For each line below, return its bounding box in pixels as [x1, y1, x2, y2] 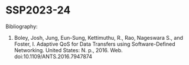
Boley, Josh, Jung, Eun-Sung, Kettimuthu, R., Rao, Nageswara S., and [14, 34, 184, 41]
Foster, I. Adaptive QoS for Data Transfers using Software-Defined [14, 40, 175, 47]
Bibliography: [5, 23, 38, 30]
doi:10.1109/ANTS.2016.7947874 [14, 53, 93, 60]
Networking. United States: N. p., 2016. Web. [14, 46, 123, 53]
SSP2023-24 [5, 4, 71, 17]
